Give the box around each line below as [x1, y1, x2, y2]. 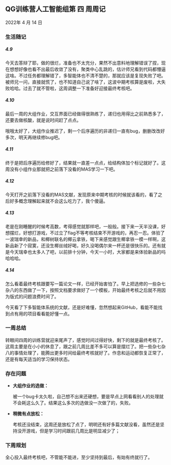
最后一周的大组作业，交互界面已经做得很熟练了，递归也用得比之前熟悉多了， [5, 111, 166, 117]
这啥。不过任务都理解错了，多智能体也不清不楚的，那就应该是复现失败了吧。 [5, 72, 166, 78]
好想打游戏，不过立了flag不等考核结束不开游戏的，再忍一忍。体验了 [22, 230, 165, 236]
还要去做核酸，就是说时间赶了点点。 [5, 117, 81, 123]
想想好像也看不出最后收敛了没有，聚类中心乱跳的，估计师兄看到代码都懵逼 [9, 66, 166, 72]
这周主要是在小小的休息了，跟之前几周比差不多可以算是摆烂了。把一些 [5, 343, 153, 349]
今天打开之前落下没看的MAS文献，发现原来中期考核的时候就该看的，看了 [5, 192, 158, 198]
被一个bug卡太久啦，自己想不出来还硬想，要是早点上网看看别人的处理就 [12, 394, 164, 400]
